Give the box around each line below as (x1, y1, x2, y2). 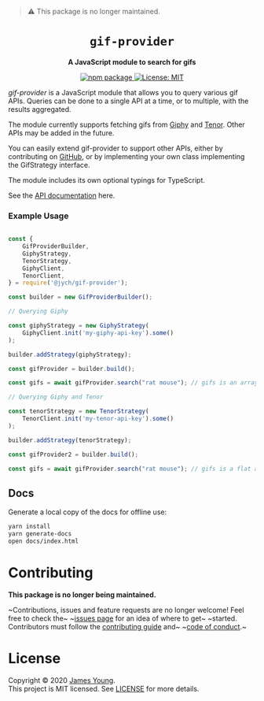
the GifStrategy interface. (8, 160, 90, 169)
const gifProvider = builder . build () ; (8, 365, 135, 373)
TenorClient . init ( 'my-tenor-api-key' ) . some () (22, 415, 174, 423)
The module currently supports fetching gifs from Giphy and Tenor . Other (8, 120, 245, 129)
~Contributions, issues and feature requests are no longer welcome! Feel (8, 605, 244, 614)
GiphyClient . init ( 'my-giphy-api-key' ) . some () (22, 328, 174, 337)
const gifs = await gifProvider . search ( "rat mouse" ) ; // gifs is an (8, 379, 237, 387)
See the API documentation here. (8, 191, 115, 200)
